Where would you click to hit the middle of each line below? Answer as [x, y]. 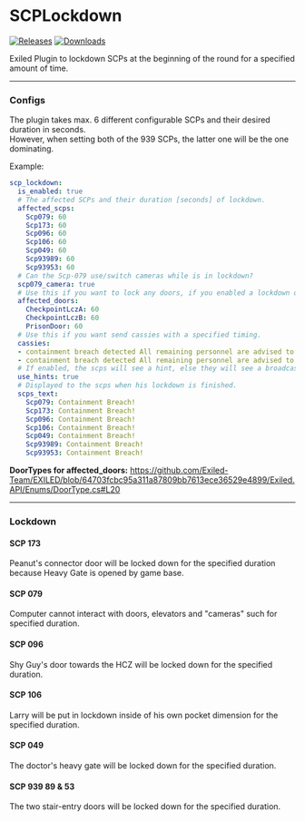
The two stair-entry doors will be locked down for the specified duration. [145, 806]
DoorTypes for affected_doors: [69, 470]
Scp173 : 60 [46, 225]
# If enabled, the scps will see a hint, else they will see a [139, 368]
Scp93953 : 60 [50, 267]
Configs [27, 100]
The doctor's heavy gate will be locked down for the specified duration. [143, 766]
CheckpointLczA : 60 [63, 309]
